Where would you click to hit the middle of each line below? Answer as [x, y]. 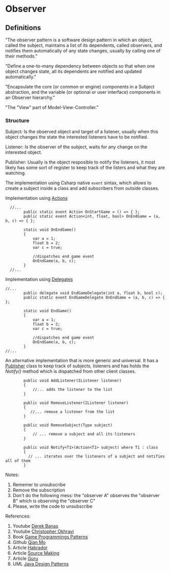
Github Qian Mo [29, 542]
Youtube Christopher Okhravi [43, 532]
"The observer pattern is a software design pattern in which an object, [79, 40]
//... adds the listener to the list [73, 390]
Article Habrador [30, 548]
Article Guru [25, 559]
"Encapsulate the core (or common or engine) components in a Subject [80, 87]
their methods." [21, 56]
